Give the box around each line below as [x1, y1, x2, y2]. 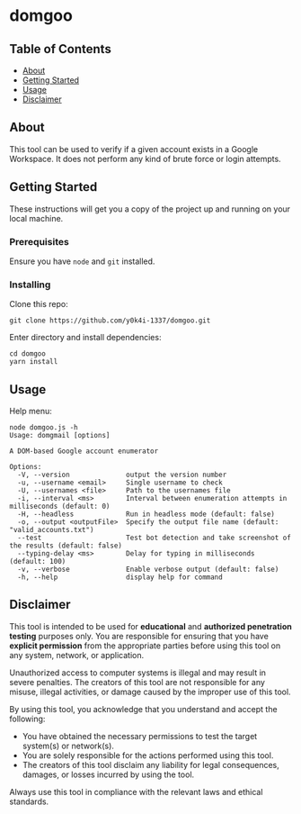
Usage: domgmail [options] [9, 431, 111, 440]
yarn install [9, 357, 58, 366]
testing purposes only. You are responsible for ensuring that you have [9, 630, 270, 641]
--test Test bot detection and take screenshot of [17, 533, 292, 543]
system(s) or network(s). [22, 740, 115, 751]
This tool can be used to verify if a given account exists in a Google [9, 143, 259, 154]
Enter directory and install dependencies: [9, 332, 162, 343]
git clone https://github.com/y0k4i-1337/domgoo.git [9, 316, 211, 325]
